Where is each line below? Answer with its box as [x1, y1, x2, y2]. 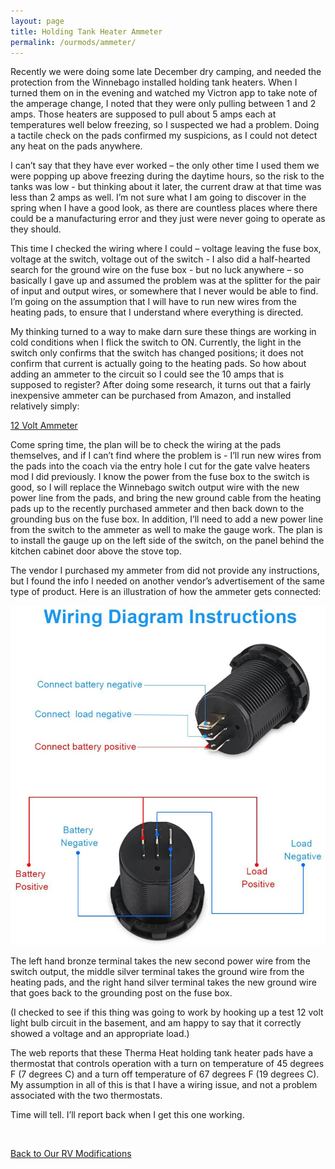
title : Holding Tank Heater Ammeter [10, 26, 163, 37]
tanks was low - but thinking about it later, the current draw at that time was [10, 181, 322, 193]
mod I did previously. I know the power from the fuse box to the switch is [10, 471, 310, 483]
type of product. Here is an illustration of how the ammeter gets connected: [10, 586, 322, 598]
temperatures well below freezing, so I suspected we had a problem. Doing [10, 119, 320, 131]
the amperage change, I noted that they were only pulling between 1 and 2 [10, 98, 317, 110]
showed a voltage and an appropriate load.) [10, 1027, 190, 1039]
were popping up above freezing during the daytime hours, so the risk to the [10, 170, 325, 182]
